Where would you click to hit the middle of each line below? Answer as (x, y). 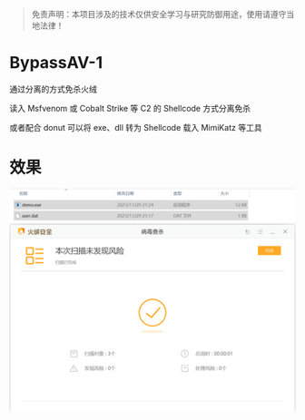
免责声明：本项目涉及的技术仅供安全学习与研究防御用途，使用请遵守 (159, 14)
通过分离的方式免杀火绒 (53, 89)
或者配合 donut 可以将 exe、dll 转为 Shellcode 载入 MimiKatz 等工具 (136, 127)
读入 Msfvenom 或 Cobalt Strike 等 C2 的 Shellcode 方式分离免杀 (130, 108)
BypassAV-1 (56, 63)
